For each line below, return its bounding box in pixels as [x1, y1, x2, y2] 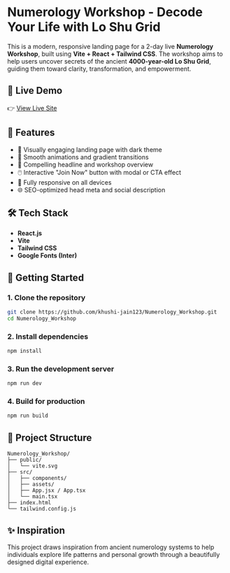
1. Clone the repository [7, 292, 86, 302]
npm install [7, 348, 42, 355]
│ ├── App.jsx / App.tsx [7, 487, 86, 494]
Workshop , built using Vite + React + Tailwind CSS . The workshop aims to [7, 50, 224, 58]
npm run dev [7, 380, 42, 387]
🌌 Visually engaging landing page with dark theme [17, 145, 162, 154]
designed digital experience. [7, 558, 89, 566]
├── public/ [7, 456, 42, 464]
